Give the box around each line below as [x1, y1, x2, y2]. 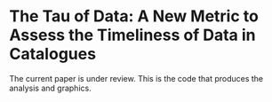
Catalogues [9, 44, 96, 64]
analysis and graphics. [9, 82, 92, 93]
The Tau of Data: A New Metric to [9, 6, 260, 27]
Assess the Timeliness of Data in [9, 25, 256, 45]
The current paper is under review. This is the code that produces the [9, 73, 264, 83]
